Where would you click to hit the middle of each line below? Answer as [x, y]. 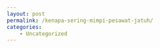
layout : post [26, 14]
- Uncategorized [44, 34]
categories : [24, 27]
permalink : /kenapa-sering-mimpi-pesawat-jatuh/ [80, 20]
